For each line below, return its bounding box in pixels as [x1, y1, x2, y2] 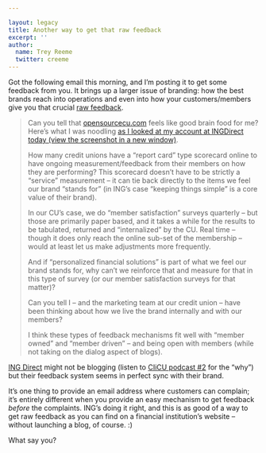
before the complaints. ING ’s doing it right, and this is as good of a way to [8, 403, 249, 412]
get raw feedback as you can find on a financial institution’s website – [8, 412, 236, 421]
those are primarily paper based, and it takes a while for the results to [27, 216, 256, 226]
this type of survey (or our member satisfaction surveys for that [27, 274, 236, 283]
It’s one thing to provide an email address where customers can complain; [8, 386, 250, 396]
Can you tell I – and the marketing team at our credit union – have [27, 298, 241, 307]
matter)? [27, 283, 56, 292]
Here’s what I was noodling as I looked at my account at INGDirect [27, 126, 244, 136]
